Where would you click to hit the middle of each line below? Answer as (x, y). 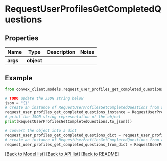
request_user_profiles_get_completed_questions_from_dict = (69, 144)
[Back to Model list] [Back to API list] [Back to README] (62, 154)
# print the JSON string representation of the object (63, 117)
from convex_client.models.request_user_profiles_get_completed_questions (84, 89)
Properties (22, 38)
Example (19, 78)
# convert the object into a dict (41, 130)
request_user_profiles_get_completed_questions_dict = (63, 135)
